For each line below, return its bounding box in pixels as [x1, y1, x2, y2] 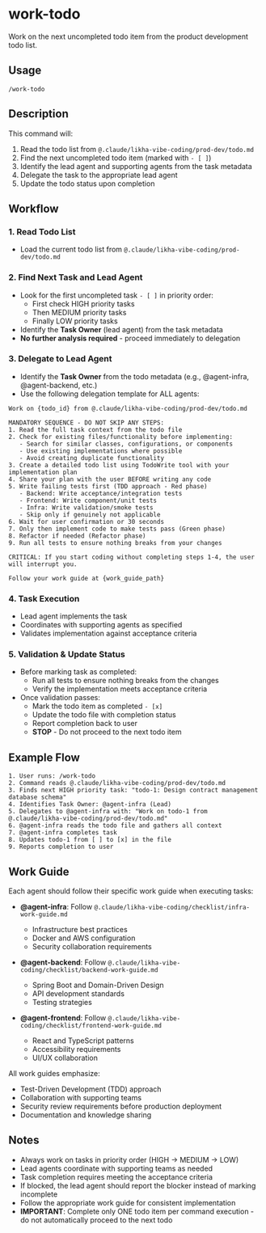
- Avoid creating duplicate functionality [19, 454, 164, 462]
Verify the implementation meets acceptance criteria [32, 684, 208, 694]
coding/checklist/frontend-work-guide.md [19, 1022, 162, 1030]
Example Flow [8, 750, 81, 764]
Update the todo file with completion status [32, 710, 176, 720]
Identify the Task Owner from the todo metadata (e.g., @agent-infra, [19, 371, 249, 381]
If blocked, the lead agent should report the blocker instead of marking [19, 1180, 256, 1190]
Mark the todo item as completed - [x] [32, 701, 163, 712]
